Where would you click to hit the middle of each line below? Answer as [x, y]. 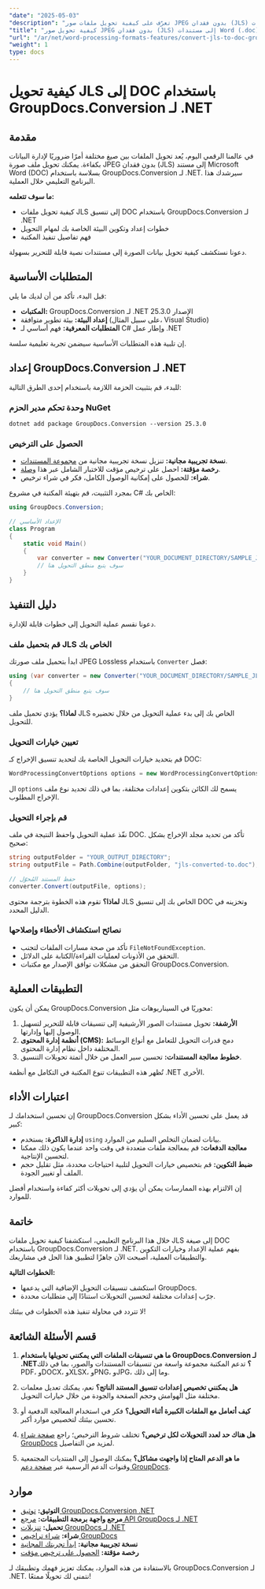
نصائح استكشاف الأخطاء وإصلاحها [65, 930]
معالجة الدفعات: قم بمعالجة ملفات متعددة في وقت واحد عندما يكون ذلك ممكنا [133, 1148]
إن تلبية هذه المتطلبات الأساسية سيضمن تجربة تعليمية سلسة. [98, 343]
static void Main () [55, 544]
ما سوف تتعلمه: [31, 196]
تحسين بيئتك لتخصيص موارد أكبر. [68, 1419]
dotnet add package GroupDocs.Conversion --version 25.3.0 [108, 424]
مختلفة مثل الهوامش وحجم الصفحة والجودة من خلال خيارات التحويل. [120, 1396]
